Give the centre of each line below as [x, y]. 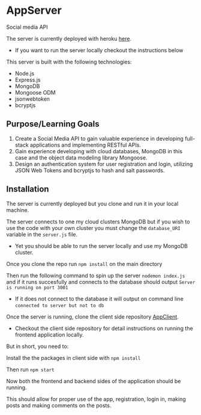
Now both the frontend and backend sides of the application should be [94, 381]
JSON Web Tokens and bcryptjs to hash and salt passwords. [90, 170]
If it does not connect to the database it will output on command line [99, 299]
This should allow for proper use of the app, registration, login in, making [96, 399]
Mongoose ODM [35, 92]
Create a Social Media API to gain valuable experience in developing [99, 138]
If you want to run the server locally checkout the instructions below [99, 50]
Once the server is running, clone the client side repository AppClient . [92, 316]
